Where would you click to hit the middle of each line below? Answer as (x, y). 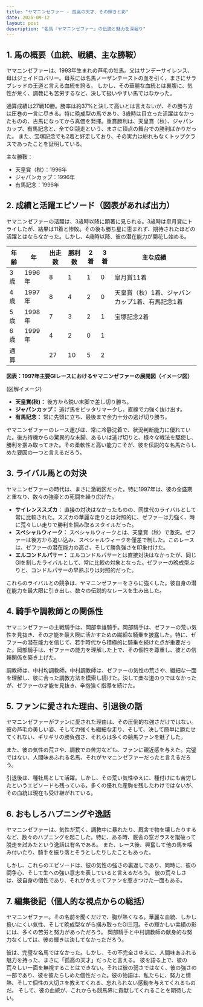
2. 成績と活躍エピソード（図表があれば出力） (90, 205)
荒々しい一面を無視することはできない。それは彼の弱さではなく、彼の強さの (101, 967)
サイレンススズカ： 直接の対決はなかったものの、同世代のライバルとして (105, 510)
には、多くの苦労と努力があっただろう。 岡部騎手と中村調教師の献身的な (97, 932)
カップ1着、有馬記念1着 (149, 301)
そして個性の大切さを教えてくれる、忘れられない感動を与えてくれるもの (106, 982)
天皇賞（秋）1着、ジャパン (153, 292)
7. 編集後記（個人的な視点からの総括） (78, 901)
